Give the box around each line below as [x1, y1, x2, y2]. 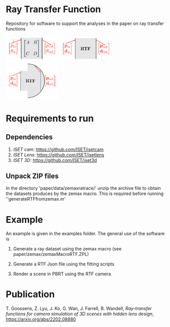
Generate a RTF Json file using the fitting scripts [13, 261, 115, 267]
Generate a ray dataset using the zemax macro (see [13, 246, 122, 252]
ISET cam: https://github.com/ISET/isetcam [13, 146, 104, 152]
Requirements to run [6, 113, 94, 124]
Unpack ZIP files [6, 172, 59, 180]
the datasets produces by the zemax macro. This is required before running [6, 190, 164, 197]
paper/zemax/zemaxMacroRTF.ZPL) [13, 251, 89, 257]
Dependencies [6, 133, 53, 142]
